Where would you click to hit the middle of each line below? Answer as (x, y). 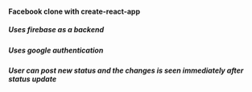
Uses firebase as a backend (56, 30)
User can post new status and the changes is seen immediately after (126, 70)
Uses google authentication (56, 50)
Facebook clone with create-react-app (74, 11)
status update (33, 79)
